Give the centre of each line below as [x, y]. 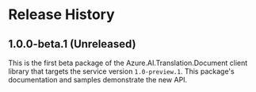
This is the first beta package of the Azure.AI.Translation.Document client [128, 63]
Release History [61, 15]
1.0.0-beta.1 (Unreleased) [72, 44]
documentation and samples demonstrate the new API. [98, 80]
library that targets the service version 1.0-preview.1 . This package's [122, 71]
